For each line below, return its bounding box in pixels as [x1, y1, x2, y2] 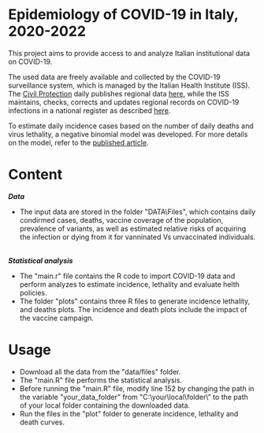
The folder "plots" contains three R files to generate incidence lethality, [19, 296, 251, 306]
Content [8, 166, 63, 183]
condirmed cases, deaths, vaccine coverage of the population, [19, 215, 224, 224]
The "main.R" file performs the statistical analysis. [19, 375, 183, 385]
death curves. [19, 417, 65, 427]
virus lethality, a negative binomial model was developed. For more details [8, 129, 248, 139]
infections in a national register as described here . [8, 105, 171, 115]
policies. [19, 288, 47, 297]
